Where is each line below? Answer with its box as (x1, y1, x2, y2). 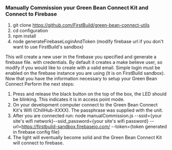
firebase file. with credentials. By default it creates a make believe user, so (5, 59, 163, 66)
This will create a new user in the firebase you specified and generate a (5, 54, 157, 60)
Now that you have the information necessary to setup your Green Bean (5, 76, 158, 82)
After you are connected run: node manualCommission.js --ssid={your (12, 113, 162, 119)
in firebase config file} (12, 129, 60, 135)
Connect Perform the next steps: (5, 81, 74, 87)
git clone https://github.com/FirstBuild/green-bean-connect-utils (12, 22, 150, 28)
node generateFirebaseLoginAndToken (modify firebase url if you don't (12, 38, 164, 45)
